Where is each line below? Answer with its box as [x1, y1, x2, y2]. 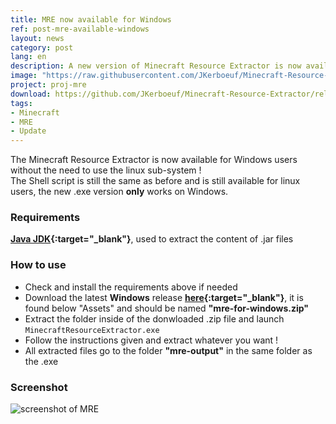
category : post [10, 42, 74, 53]
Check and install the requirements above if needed [24, 281, 238, 293]
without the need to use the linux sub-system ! [10, 164, 202, 176]
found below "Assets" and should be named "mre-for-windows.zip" [24, 302, 310, 314]
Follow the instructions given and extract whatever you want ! [24, 334, 279, 346]
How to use [10, 258, 67, 272]
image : [10, 71, 38, 81]
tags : [10, 98, 33, 108]
